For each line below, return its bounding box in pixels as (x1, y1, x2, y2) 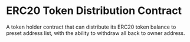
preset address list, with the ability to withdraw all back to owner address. (6, 29, 185, 36)
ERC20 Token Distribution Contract (6, 4, 182, 17)
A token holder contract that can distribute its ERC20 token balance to (6, 23, 176, 30)
